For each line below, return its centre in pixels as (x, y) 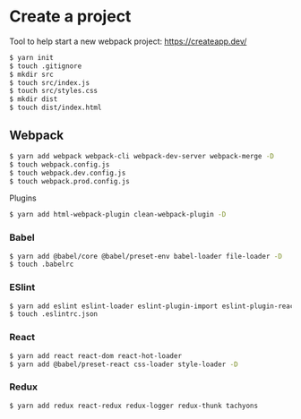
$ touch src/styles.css (54, 91)
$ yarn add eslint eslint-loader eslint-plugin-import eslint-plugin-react (154, 306)
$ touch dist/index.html (56, 108)
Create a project (70, 17)
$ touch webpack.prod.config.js (69, 181)
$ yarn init (31, 57)
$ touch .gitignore (46, 66)
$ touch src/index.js (50, 82)
